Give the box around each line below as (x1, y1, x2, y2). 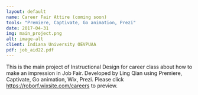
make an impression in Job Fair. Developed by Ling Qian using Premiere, (6, 69, 183, 77)
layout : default (6, 8, 46, 15)
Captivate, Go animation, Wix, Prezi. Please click (6, 76, 124, 83)
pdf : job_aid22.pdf (6, 47, 54, 53)
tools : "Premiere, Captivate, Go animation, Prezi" (6, 19, 136, 25)
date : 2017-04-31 (6, 25, 49, 31)
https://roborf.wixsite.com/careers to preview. (6, 82, 118, 89)
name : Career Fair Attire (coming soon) (6, 14, 108, 20)
